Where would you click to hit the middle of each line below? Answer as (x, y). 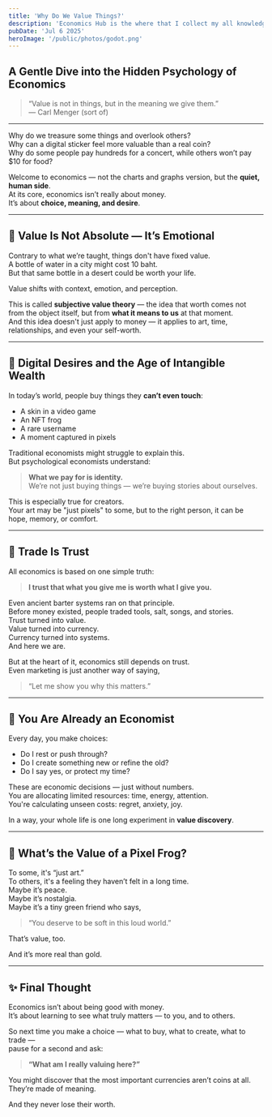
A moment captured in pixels (68, 437)
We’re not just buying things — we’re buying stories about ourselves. (142, 485)
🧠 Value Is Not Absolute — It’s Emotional (112, 236)
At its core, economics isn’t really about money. (87, 195)
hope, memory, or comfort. (53, 518)
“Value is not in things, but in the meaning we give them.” (123, 104)
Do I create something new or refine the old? (94, 763)
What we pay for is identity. (75, 477)
